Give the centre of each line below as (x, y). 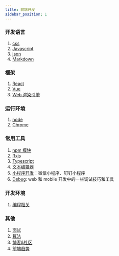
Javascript (23, 48)
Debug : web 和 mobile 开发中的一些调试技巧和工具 (63, 179)
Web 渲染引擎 (26, 95)
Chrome (20, 125)
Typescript (23, 161)
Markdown (23, 59)
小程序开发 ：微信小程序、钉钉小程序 (49, 173)
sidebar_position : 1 (26, 14)
